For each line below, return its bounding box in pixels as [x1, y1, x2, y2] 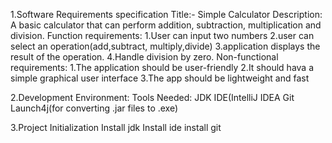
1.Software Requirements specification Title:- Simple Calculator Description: [10, 9, 323, 20]
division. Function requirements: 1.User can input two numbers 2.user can [10, 30, 315, 41]
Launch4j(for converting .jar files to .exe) [10, 102, 179, 114]
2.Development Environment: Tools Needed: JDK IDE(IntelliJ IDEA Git [10, 92, 295, 103]
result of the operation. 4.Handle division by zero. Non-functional [10, 51, 279, 63]
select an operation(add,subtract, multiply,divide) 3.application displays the [10, 40, 321, 52]
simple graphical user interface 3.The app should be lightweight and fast [10, 72, 310, 84]
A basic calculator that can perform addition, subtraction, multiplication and [10, 19, 322, 31]
